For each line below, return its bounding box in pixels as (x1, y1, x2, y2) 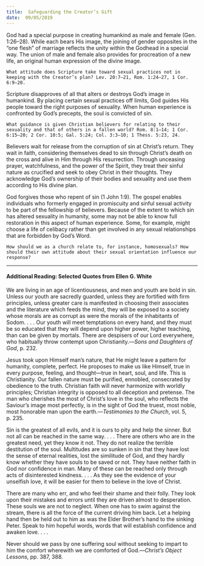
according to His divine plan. (6, 181, 78, 188)
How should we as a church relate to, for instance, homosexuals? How (6, 244, 189, 250)
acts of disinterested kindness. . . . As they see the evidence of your (6, 471, 176, 478)
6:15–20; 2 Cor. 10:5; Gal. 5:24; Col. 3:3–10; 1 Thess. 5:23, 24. (6, 132, 181, 138)
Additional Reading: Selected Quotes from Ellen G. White (6, 273, 152, 280)
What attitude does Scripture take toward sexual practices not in (6, 69, 181, 75)
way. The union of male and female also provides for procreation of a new (6, 50, 191, 58)
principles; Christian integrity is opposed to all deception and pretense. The (6, 388, 195, 396)
